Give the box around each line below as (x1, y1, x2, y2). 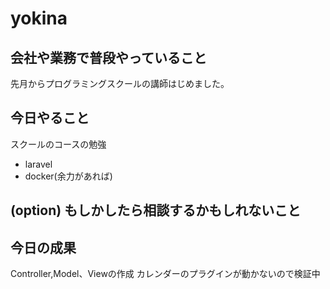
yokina (10, 7, 68, 30)
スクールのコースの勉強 (10, 138, 107, 150)
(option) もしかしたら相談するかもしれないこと (10, 202, 302, 219)
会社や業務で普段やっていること (10, 49, 207, 66)
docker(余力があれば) (24, 170, 113, 182)
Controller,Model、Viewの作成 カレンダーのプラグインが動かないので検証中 (10, 268, 321, 280)
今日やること (10, 110, 90, 127)
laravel (24, 158, 53, 170)
